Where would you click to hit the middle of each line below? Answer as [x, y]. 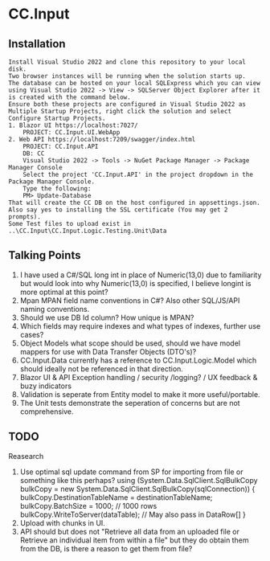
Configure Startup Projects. [57, 118]
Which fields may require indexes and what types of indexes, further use [140, 326]
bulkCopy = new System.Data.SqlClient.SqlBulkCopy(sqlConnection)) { [137, 489]
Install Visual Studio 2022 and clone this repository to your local [127, 62]
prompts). [25, 217]
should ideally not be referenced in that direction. [101, 369]
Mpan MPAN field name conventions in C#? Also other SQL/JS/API [130, 300]
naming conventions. [55, 309]
